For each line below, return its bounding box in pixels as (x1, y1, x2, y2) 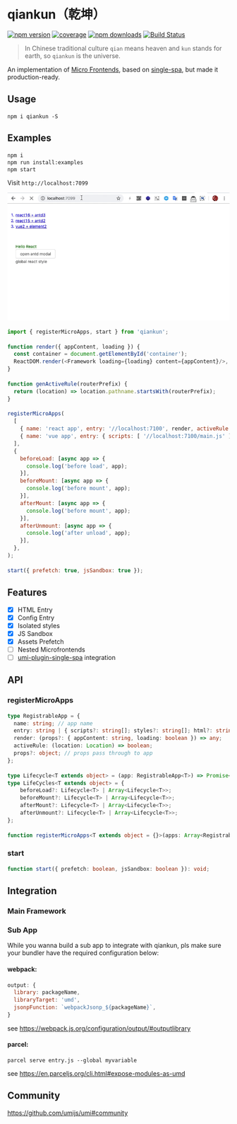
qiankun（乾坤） (7, 6, 106, 23)
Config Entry (17, 613, 55, 622)
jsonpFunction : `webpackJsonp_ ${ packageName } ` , (13, 1004, 157, 1012)
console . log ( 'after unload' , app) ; (25, 530, 131, 537)
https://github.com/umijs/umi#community (7, 1108, 128, 1117)
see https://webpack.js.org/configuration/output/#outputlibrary (7, 1024, 191, 1033)
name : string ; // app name (13, 719, 93, 727)
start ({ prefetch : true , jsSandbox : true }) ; (7, 567, 143, 574)
